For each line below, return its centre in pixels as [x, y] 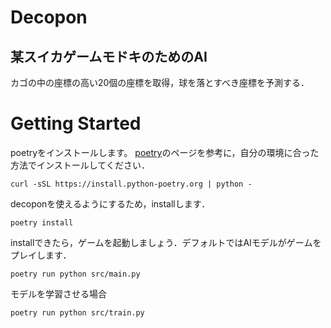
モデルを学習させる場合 [58, 293]
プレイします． [41, 255]
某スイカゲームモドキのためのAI [109, 56]
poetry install [42, 222]
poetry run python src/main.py [75, 274]
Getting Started [76, 123]
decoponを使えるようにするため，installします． [110, 203]
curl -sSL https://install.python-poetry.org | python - [131, 184]
